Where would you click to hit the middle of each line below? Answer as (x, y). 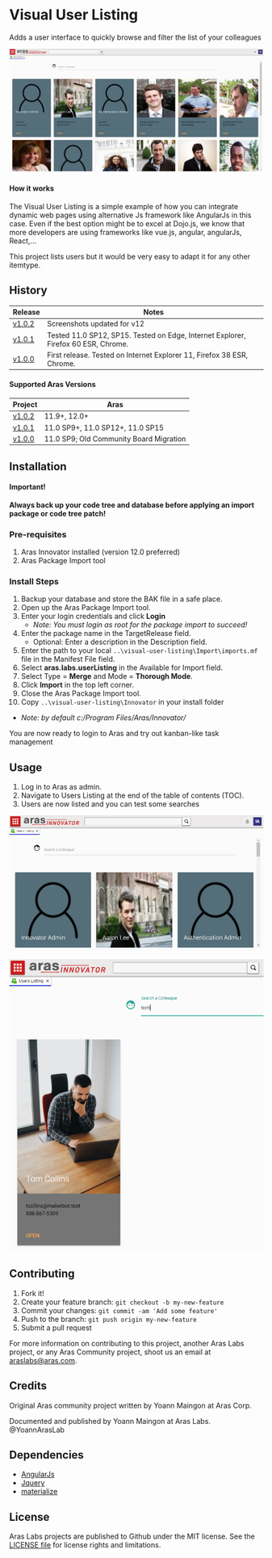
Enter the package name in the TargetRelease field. (106, 634)
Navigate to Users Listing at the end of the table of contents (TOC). (132, 796)
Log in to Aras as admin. (61, 787)
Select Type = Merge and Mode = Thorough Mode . (107, 676)
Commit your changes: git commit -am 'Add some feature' (119, 1310)
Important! (27, 487)
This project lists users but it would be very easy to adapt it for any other (130, 256)
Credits (28, 1386)
